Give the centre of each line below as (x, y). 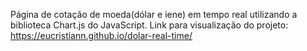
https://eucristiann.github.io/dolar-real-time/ (101, 35)
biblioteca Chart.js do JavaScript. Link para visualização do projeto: (149, 25)
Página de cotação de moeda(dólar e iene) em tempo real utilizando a (154, 14)
